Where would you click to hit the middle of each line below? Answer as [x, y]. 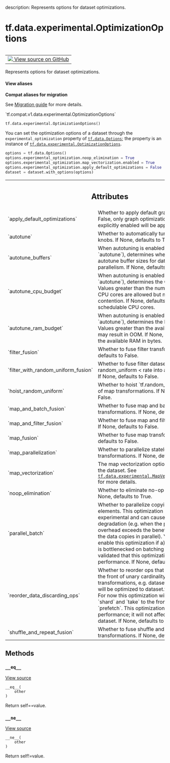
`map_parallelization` [32, 453]
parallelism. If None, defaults [132, 267]
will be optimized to [121, 589]
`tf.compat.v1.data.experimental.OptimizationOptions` [61, 114]
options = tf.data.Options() [36, 153]
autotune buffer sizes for [127, 261]
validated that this [119, 556]
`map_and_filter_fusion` [35, 424]
